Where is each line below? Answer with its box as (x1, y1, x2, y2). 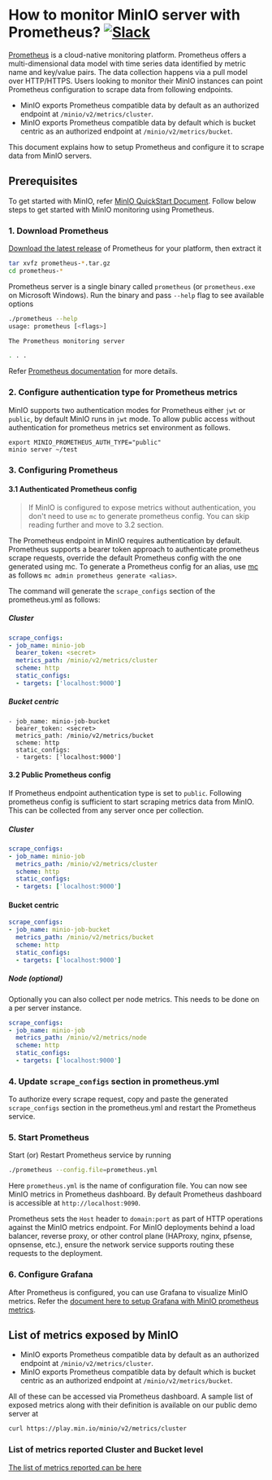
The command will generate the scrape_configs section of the (8, 586, 216, 595)
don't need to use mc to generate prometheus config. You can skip (28, 511, 250, 520)
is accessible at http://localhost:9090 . (8, 1198, 140, 1208)
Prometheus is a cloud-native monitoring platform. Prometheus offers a (8, 50, 247, 59)
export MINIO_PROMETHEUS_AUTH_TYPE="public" (8, 438, 162, 446)
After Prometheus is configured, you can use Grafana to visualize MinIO (8, 1287, 248, 1297)
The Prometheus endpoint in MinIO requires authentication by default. (8, 535, 242, 545)
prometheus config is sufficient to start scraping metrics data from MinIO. (8, 797, 254, 806)
